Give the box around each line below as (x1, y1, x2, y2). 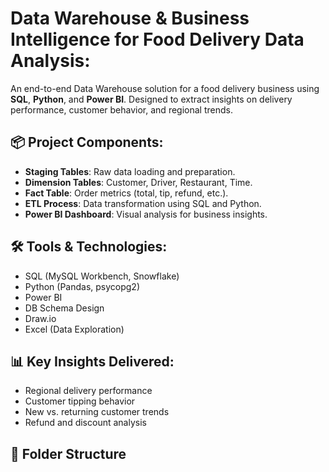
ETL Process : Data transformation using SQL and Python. (24, 197, 262, 209)
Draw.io (24, 312, 57, 324)
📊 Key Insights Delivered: (10, 353, 175, 370)
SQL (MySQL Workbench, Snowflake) (24, 270, 180, 282)
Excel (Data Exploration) (24, 323, 125, 335)
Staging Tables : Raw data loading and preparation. (24, 165, 236, 177)
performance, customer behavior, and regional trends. (10, 103, 233, 116)
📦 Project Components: (10, 134, 164, 151)
